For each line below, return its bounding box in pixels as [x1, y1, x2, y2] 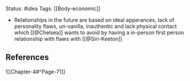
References [5, 53, 49, 63]
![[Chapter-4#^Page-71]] [5, 68, 66, 75]
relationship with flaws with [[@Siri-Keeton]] [14, 35, 123, 42]
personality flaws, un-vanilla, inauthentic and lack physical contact [14, 23, 177, 30]
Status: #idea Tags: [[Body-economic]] [5, 5, 101, 12]
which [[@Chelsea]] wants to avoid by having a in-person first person [14, 29, 185, 36]
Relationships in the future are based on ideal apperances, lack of [14, 17, 175, 23]
